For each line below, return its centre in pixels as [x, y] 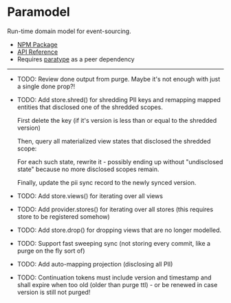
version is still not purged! [54, 292]
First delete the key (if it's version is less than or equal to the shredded [117, 120]
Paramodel [38, 12]
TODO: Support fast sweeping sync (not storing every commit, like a [114, 243]
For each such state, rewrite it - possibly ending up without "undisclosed [120, 162]
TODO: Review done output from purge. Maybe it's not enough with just [119, 79]
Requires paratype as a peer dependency [76, 59]
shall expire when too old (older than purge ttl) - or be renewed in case [117, 284]
